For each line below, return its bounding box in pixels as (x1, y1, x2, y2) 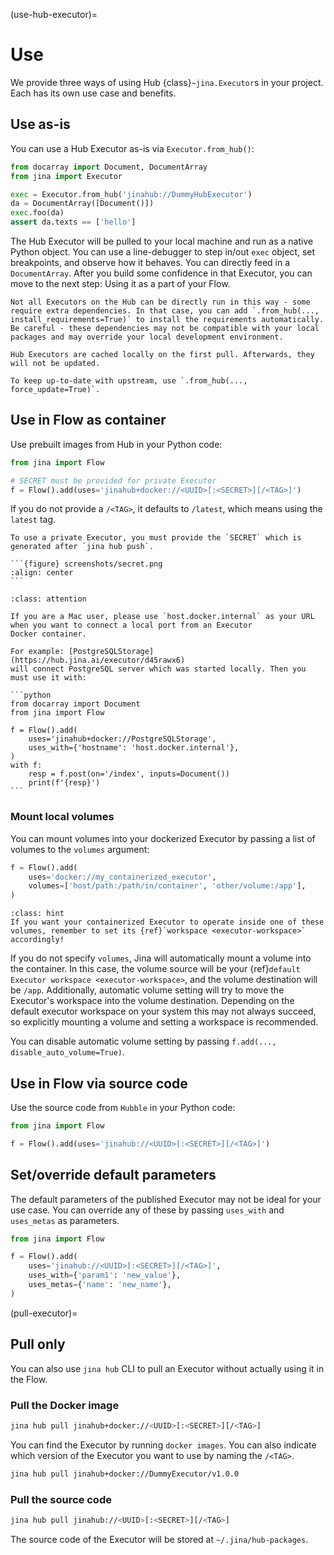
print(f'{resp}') (28, 778, 101, 788)
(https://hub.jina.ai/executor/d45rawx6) (10, 655, 186, 666)
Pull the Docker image (10, 1398, 120, 1412)
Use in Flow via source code (10, 1075, 188, 1092)
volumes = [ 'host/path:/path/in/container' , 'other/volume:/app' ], (28, 881, 307, 891)
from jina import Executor (10, 171, 123, 181)
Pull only (10, 1336, 66, 1353)
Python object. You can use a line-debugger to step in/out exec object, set (10, 246, 316, 258)
